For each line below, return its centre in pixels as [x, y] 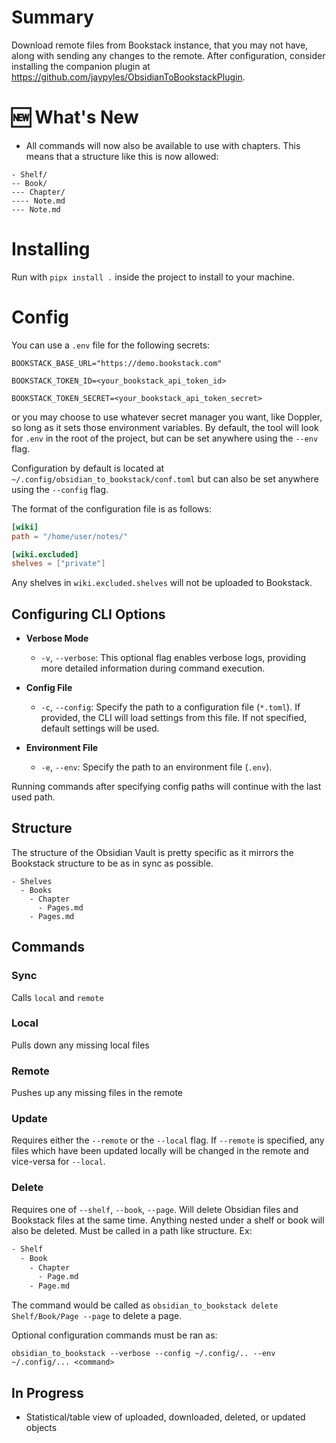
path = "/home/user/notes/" [70, 536]
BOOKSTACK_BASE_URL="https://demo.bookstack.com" [117, 363]
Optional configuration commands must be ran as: [114, 1335]
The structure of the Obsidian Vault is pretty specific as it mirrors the [152, 852]
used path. [33, 797]
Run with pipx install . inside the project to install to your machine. [153, 277]
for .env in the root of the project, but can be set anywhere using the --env [165, 438]
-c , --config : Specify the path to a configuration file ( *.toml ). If [170, 707]
